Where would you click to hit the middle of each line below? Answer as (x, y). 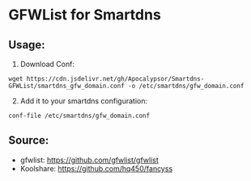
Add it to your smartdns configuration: (84, 101)
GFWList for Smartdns (85, 15)
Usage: (27, 45)
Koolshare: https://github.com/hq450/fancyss (96, 168)
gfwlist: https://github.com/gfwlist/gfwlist (89, 160)
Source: (29, 140)
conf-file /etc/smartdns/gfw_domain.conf (79, 116)
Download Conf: (47, 64)
